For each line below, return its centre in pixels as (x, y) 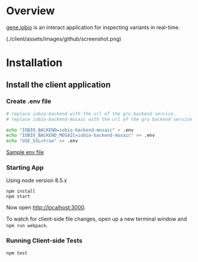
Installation (34, 63)
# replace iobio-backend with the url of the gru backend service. (91, 114)
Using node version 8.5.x (36, 180)
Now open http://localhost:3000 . (46, 207)
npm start (18, 197)
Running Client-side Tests (44, 241)
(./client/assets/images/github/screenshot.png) (64, 39)
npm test (17, 253)
